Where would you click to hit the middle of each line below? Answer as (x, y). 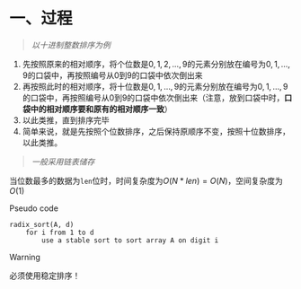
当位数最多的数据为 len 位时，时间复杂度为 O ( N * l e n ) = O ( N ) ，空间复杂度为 (146, 180)
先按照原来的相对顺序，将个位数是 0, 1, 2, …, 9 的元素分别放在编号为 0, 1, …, (156, 64)
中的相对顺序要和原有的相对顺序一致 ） (101, 109)
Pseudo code (34, 208)
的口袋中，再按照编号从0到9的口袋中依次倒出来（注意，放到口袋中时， (153, 97)
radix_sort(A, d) (42, 224)
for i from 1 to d (60, 232)
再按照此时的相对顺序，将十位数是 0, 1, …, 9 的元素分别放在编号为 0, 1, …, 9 (155, 86)
